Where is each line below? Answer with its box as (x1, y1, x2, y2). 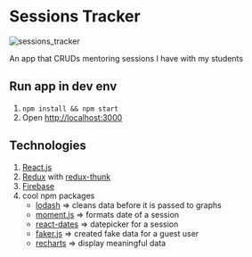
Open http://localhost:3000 (21, 112, 123, 122)
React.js (21, 162, 53, 172)
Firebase (21, 180, 55, 191)
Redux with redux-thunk (21, 171, 111, 182)
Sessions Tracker (9, 6, 141, 27)
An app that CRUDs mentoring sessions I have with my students (9, 53, 243, 63)
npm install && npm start (21, 104, 118, 113)
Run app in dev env (9, 79, 118, 95)
